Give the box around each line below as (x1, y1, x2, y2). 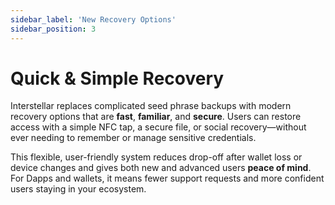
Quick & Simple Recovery (10, 67, 225, 90)
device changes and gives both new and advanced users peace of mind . (10, 162, 312, 174)
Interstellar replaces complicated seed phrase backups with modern (10, 100, 292, 112)
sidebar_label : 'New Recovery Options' (10, 14, 177, 25)
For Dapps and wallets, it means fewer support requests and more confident (10, 172, 325, 185)
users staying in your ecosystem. (10, 183, 147, 195)
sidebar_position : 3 (10, 24, 97, 34)
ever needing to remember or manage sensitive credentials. (10, 132, 257, 144)
